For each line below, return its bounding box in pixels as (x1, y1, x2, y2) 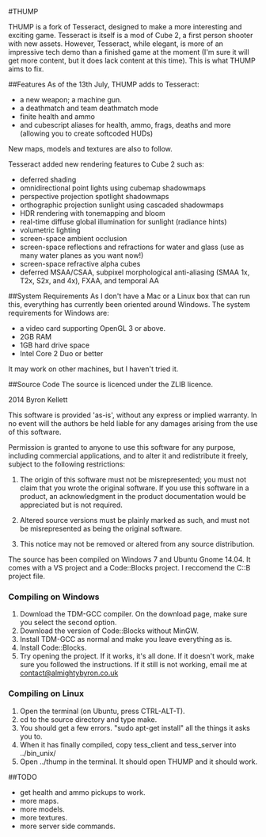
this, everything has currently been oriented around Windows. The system (8, 300, 251, 309)
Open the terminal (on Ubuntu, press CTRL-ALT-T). (19, 706, 185, 716)
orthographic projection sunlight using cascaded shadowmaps (19, 200, 224, 209)
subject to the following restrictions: (8, 459, 125, 469)
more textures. (19, 812, 68, 822)
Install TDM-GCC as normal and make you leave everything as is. (19, 635, 233, 644)
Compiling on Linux (8, 688, 85, 699)
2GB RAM (19, 332, 52, 341)
